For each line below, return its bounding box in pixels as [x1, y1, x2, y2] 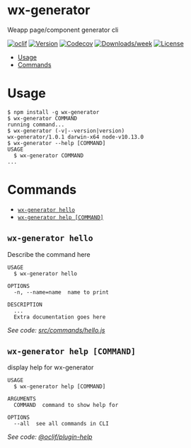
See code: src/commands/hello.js [7, 326, 105, 334]
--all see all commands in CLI [13, 420, 110, 427]
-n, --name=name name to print [13, 289, 110, 296]
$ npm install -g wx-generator [7, 108, 100, 115]
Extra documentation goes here [13, 314, 106, 321]
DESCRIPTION [7, 301, 42, 308]
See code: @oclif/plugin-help [7, 432, 93, 441]
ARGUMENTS [7, 396, 37, 403]
